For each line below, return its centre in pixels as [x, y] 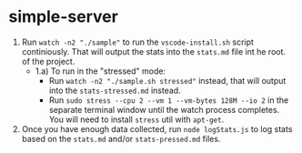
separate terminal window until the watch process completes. [164, 109]
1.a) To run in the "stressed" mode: [100, 71]
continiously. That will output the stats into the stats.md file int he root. [154, 51]
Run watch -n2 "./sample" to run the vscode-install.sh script [137, 42]
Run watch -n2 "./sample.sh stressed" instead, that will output [167, 80]
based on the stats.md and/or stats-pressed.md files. [121, 138]
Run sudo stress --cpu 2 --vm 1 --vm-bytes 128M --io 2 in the [169, 100]
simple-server [64, 17]
